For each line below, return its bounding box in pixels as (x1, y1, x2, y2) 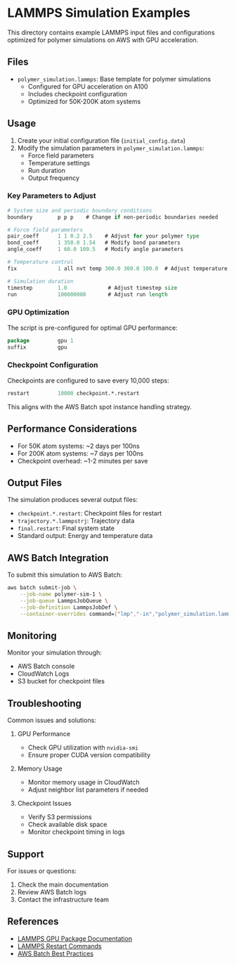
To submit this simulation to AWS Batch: (7, 571, 123, 579)
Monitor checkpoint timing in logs (27, 828, 125, 836)
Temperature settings (27, 158, 91, 167)
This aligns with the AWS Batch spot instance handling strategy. (7, 402, 192, 411)
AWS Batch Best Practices (17, 949, 93, 958)
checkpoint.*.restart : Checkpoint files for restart (17, 509, 162, 518)
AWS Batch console (17, 662, 75, 671)
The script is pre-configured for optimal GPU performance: (7, 323, 178, 332)
